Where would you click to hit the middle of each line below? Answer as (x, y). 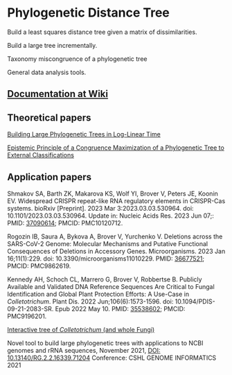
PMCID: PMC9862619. (39, 265)
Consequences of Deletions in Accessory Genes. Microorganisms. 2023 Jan (116, 251)
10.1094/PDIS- (195, 301)
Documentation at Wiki (58, 94)
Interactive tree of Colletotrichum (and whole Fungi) (81, 329)
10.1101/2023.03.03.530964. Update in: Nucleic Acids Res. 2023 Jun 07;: (111, 216)
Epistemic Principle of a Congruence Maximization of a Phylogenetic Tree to (116, 148)
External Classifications (41, 155)
